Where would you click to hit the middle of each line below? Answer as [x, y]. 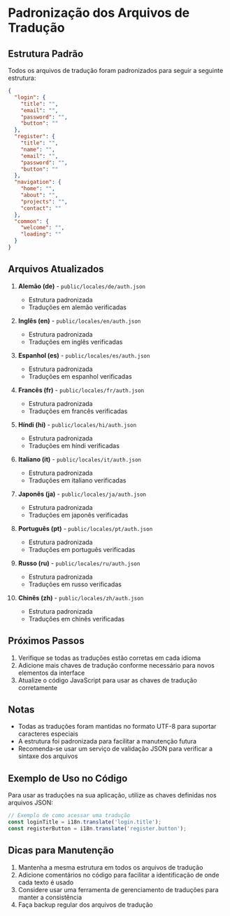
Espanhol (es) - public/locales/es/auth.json [84, 355]
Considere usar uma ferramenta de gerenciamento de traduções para [118, 889]
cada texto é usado [46, 882]
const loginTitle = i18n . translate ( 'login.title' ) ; [85, 822]
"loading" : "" [41, 234]
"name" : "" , [38, 149]
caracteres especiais [48, 734]
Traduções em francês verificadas [78, 411]
